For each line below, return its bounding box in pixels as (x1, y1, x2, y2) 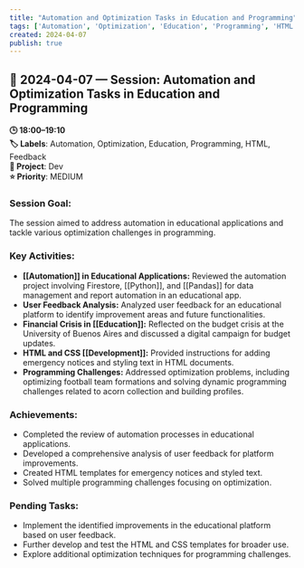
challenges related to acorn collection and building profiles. (22, 385, 244, 396)
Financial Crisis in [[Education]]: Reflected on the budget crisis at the (22, 318, 285, 329)
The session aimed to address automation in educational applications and (9, 218, 284, 229)
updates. (22, 337, 56, 348)
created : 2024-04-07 (9, 30, 88, 39)
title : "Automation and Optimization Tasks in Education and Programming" (9, 13, 298, 23)
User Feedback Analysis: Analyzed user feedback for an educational (22, 299, 282, 310)
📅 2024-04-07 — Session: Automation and (9, 71, 256, 87)
